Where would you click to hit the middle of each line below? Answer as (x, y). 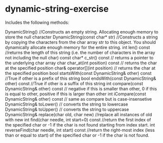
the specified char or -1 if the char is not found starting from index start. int (80, 125)
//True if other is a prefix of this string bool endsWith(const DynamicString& (81, 78)
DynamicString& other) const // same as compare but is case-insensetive (79, 99)
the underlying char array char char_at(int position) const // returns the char (81, 63)
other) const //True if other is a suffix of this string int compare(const (74, 83)
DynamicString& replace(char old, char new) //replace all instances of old (79, 114)
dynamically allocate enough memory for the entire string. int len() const (78, 47)
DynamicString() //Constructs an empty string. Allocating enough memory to (82, 32)
